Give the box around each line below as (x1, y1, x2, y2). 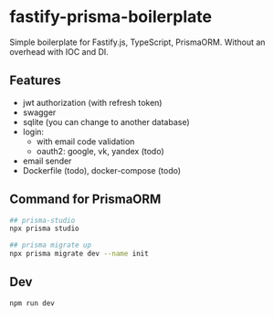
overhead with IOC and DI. (9, 46, 110, 57)
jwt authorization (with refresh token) (22, 97, 163, 108)
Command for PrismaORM (9, 192, 162, 207)
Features (9, 73, 61, 89)
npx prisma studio (9, 224, 79, 234)
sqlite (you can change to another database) (22, 116, 190, 127)
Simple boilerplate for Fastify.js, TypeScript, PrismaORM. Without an (9, 37, 266, 48)
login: (22, 126, 44, 137)
